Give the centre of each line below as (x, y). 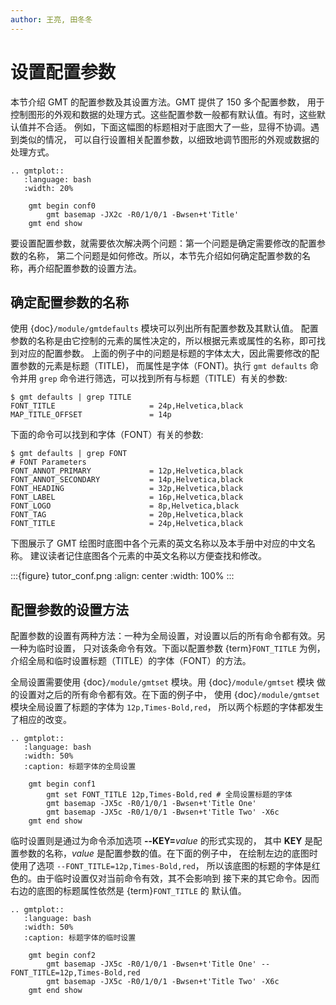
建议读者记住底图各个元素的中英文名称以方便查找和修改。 (148, 556)
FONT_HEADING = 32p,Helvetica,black (127, 489)
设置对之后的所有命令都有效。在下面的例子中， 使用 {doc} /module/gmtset (169, 695)
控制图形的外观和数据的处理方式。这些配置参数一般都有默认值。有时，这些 (163, 114)
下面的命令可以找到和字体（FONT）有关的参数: (107, 435)
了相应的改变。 (41, 720)
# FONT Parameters (48, 462)
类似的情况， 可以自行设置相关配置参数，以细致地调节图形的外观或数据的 (169, 139)
